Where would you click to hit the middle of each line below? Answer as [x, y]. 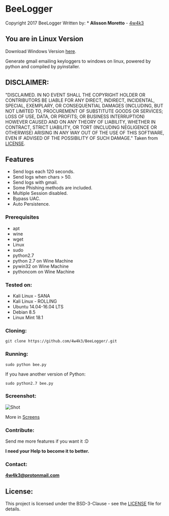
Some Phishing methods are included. [52, 188]
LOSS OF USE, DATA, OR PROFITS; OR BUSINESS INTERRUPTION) [75, 116]
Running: [17, 354]
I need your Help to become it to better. [47, 451]
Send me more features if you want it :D [47, 441]
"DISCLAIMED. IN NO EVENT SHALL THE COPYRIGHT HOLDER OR [75, 95]
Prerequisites [22, 217]
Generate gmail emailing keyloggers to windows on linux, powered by [78, 61]
